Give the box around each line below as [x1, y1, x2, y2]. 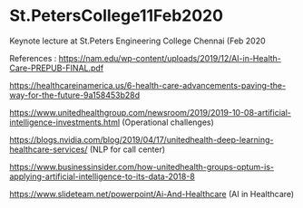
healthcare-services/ [9, 144, 88, 155]
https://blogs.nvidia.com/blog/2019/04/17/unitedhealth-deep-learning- [9, 134, 274, 145]
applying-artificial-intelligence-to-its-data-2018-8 [9, 171, 195, 182]
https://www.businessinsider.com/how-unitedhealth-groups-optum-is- [9, 161, 275, 172]
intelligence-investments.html [9, 117, 121, 128]
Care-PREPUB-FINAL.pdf [9, 62, 104, 73]
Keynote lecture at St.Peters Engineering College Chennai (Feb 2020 [9, 35, 266, 46]
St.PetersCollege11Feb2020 [9, 5, 224, 26]
